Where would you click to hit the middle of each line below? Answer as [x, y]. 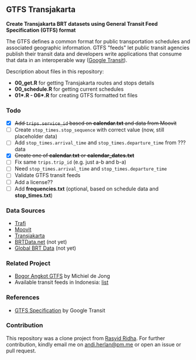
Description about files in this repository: [55, 71]
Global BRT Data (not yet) [45, 248]
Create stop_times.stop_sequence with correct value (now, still [90, 130]
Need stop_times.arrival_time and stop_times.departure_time [91, 169]
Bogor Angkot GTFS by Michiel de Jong [62, 276]
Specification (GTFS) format [41, 30]
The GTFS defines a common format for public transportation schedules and [98, 41]
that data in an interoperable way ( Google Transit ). [67, 60]
